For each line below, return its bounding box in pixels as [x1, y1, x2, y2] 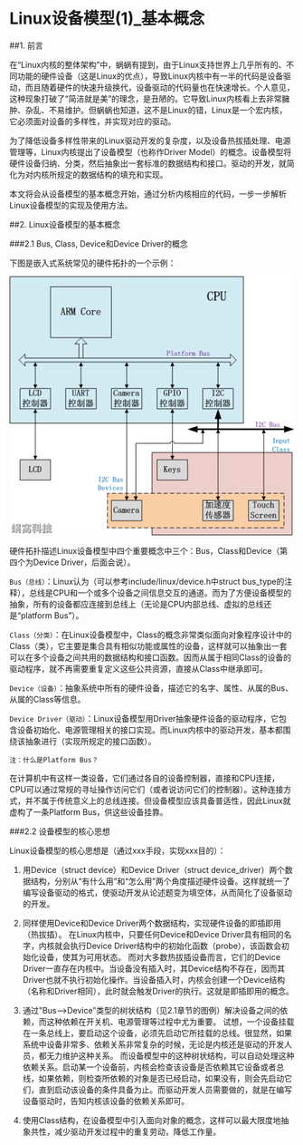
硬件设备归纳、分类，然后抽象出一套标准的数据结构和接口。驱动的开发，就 [9, 158, 287, 169]
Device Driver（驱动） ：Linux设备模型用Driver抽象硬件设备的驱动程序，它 [9, 713, 279, 724]
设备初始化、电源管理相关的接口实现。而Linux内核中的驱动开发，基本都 [16, 724, 283, 735]
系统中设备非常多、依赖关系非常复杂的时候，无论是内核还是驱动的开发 [22, 1039, 285, 1050]
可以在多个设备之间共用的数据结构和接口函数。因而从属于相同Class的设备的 [9, 652, 292, 663]
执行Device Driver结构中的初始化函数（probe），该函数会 [70, 940, 282, 952]
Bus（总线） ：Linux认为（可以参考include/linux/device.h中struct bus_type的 [9, 577, 285, 587]
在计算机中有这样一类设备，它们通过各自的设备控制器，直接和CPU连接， [9, 772, 280, 784]
